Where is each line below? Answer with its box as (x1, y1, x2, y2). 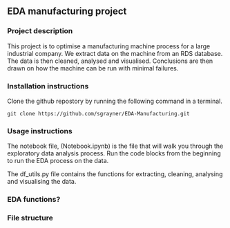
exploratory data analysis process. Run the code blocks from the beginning (7, 149, 221, 158)
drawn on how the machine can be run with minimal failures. (7, 64, 179, 72)
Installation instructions (7, 81, 89, 91)
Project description (7, 26, 73, 36)
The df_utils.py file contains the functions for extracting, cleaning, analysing (7, 170, 223, 178)
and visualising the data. (7, 178, 77, 186)
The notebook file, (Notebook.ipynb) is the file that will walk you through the (7, 142, 224, 151)
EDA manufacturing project (7, 6, 127, 17)
